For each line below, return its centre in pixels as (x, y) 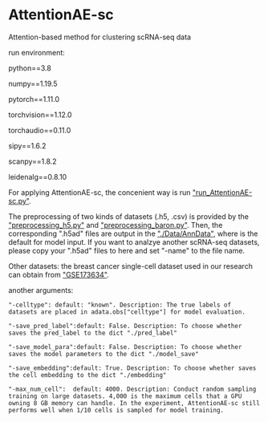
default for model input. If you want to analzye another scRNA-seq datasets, (134, 241)
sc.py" (19, 201)
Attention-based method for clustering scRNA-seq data (99, 37)
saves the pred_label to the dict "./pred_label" (93, 333)
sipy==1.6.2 (27, 145)
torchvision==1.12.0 (40, 115)
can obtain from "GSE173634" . (59, 274)
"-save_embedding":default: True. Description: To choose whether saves (132, 368)
